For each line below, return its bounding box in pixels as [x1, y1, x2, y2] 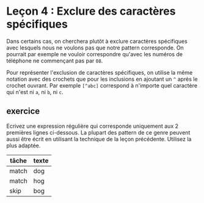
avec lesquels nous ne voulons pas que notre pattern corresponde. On [6, 44, 184, 51]
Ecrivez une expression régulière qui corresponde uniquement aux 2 [6, 122, 179, 130]
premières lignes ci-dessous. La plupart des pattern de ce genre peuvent [6, 128, 191, 136]
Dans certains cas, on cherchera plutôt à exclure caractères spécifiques [6, 37, 188, 45]
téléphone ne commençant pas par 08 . [6, 57, 103, 64]
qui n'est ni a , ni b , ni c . [6, 88, 64, 95]
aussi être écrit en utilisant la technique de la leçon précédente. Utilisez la [6, 135, 192, 142]
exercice [6, 106, 40, 117]
